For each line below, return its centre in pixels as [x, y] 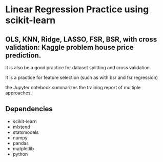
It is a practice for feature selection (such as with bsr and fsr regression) [81, 77]
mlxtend [21, 127]
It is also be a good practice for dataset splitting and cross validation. [78, 67]
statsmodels [26, 132]
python [20, 154]
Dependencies [29, 109]
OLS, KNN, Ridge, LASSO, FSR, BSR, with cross [81, 39]
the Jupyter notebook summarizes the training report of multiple [73, 87]
